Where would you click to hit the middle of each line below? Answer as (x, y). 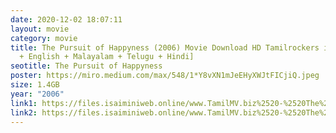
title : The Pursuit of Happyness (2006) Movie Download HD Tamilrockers (165, 47)
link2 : (24, 112)
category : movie (44, 38)
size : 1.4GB (35, 85)
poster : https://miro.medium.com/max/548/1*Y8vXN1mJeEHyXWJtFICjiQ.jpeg (165, 76)
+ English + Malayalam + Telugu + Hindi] (107, 57)
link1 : (24, 103)
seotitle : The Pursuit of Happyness (86, 66)
